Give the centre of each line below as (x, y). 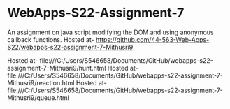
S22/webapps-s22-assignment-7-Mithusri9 (70, 47)
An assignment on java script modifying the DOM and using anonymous (110, 32)
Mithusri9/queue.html (38, 97)
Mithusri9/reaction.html (41, 82)
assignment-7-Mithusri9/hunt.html (57, 68)
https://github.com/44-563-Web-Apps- (152, 39)
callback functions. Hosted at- (51, 39)
